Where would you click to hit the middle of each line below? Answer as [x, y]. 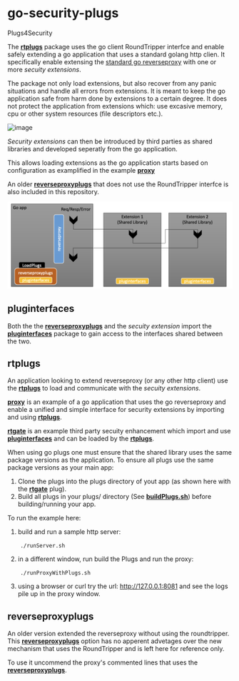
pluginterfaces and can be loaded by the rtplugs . [81, 439]
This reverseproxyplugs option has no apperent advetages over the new [115, 641]
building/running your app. [57, 504]
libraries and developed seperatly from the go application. [93, 148]
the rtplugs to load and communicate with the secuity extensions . [104, 388]
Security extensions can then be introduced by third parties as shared [110, 141]
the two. [20, 341]
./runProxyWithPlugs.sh [56, 573]
